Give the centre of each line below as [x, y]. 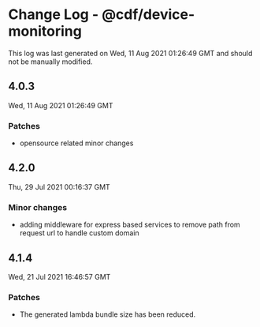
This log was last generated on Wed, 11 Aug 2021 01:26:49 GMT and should [130, 53]
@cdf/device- [148, 15]
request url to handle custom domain [79, 233]
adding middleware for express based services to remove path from [130, 225]
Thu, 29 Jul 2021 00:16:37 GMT [59, 186]
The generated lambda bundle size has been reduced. [108, 314]
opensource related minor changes [76, 143]
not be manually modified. [50, 62]
